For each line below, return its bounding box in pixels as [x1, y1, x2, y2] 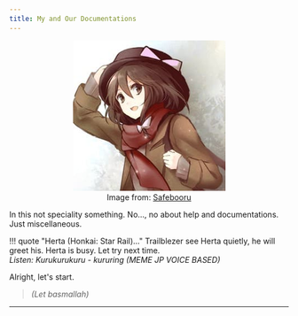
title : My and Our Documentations [9, 14, 137, 23]
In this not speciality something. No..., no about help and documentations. [9, 209, 279, 220]
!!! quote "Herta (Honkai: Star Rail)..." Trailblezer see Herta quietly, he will [9, 235, 276, 246]
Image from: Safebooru [106, 191, 192, 203]
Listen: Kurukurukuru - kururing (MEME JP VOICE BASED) [9, 254, 221, 265]
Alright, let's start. [9, 271, 74, 282]
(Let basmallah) [30, 289, 90, 299]
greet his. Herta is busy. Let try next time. [9, 244, 161, 256]
